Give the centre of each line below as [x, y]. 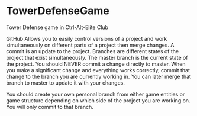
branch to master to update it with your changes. [66, 83]
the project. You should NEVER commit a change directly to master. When [96, 64]
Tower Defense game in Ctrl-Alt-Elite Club [57, 27]
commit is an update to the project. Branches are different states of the [93, 51]
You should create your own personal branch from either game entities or [96, 94]
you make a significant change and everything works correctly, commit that [98, 70]
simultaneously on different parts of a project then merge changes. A [90, 45]
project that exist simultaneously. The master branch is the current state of [97, 57]
